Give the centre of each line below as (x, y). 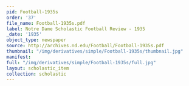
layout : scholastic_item (38, 68)
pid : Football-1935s (33, 12)
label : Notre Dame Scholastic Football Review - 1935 (76, 29)
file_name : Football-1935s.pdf (46, 23)
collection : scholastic (36, 74)
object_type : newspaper (36, 40)
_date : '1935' (24, 35)
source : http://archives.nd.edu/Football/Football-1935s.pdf (85, 46)
